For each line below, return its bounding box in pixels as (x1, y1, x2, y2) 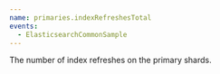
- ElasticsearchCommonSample (17, 30, 128, 39)
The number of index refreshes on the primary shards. (9, 55, 212, 66)
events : (9, 22, 39, 31)
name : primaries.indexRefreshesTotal (9, 13, 152, 23)
